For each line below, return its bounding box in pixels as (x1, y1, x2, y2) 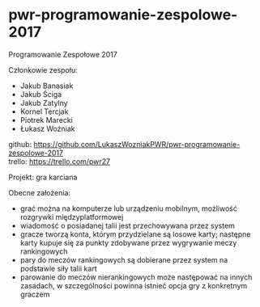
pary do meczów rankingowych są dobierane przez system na (19, 254, 228, 264)
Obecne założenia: (8, 187, 71, 197)
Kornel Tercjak (19, 107, 69, 116)
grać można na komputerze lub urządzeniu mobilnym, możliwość (19, 204, 237, 213)
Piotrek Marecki (19, 115, 73, 124)
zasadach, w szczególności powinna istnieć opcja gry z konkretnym (19, 280, 248, 290)
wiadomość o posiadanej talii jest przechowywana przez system (19, 221, 235, 230)
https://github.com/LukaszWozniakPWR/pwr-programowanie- (33, 139, 241, 149)
